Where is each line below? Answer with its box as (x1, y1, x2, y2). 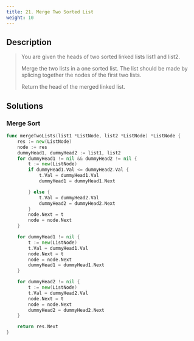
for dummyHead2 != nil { (17, 279, 80, 285)
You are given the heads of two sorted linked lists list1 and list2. (21, 53, 181, 61)
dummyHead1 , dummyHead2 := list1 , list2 (17, 150, 121, 156)
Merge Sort (6, 119, 41, 128)
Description (6, 37, 52, 47)
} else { (28, 189, 50, 195)
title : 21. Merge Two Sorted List (6, 9, 94, 15)
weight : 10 (6, 15, 34, 21)
